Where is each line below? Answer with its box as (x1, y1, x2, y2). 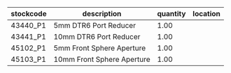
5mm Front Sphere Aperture (53, 43, 146, 53)
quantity (157, 9, 186, 18)
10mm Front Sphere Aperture (53, 55, 150, 64)
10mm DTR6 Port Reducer (53, 32, 141, 41)
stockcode (10, 9, 47, 18)
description (82, 9, 122, 18)
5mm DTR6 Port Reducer (53, 21, 136, 30)
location (192, 9, 220, 18)
